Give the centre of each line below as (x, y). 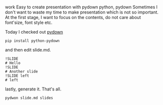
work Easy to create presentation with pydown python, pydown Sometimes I (81, 7)
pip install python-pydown (32, 41)
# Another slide (21, 71)
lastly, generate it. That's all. (33, 89)
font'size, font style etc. (29, 22)
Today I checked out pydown (34, 32)
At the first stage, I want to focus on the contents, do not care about (73, 17)
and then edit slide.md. (28, 50)
